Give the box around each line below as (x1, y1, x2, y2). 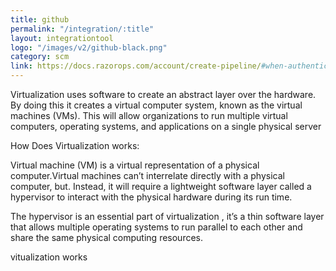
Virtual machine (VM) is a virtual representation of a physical (10, 159, 260, 171)
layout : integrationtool (10, 33, 114, 43)
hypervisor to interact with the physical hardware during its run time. (10, 191, 293, 203)
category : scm (10, 52, 70, 62)
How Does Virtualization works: (10, 140, 140, 151)
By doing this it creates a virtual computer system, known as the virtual (10, 99, 303, 111)
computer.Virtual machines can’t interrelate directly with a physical (10, 170, 285, 181)
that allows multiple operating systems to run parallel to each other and (10, 221, 303, 233)
